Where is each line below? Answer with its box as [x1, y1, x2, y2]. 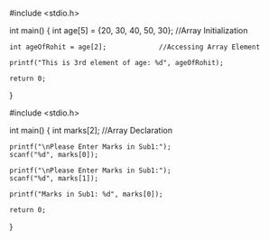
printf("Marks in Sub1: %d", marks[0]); [9, 189, 164, 198]
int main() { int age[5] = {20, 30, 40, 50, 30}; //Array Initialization [9, 25, 248, 35]
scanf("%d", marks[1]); [9, 174, 99, 183]
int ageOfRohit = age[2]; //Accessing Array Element [9, 42, 260, 51]
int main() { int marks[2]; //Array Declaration [9, 125, 173, 135]
